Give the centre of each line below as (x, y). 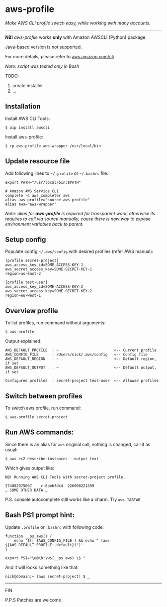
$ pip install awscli (28, 127)
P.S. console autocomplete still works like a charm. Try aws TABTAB (73, 499)
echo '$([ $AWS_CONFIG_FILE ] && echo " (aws (62, 541)
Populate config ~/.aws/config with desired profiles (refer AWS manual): (79, 251)
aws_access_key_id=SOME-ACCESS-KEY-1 (44, 265)
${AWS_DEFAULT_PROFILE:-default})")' (44, 545)
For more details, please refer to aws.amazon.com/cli (60, 56)
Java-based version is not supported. (43, 47)
